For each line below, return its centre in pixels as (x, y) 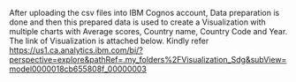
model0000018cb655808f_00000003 (78, 69)
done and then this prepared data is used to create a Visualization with (138, 22)
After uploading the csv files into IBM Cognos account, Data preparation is (144, 13)
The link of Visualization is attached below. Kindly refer (109, 41)
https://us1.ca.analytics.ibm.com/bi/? (76, 50)
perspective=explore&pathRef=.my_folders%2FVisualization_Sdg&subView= (148, 60)
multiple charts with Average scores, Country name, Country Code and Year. (148, 31)
